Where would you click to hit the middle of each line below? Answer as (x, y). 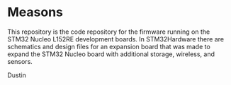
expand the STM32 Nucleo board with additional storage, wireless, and (111, 54)
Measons (35, 12)
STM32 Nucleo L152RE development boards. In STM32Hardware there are (116, 39)
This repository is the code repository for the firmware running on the (109, 32)
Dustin (17, 75)
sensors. (20, 61)
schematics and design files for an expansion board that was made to (109, 46)
